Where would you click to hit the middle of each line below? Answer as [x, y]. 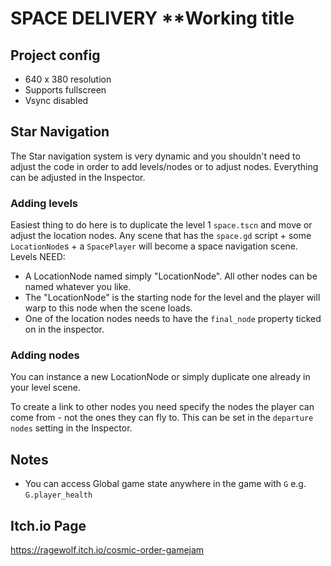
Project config [55, 55]
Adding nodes [45, 355]
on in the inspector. [64, 329]
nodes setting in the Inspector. [71, 428]
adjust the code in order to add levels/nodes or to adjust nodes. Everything [164, 166]
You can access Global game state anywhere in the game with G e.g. [165, 484]
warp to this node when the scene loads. [108, 308]
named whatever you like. [78, 287]
